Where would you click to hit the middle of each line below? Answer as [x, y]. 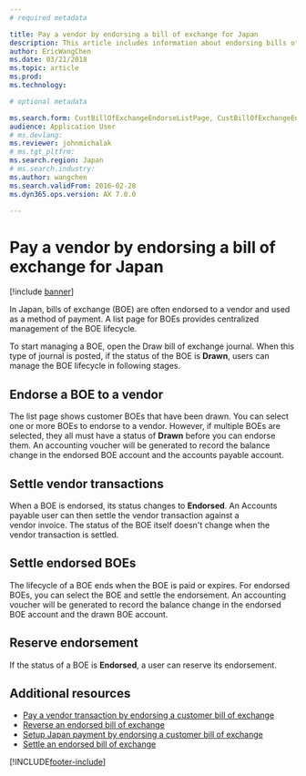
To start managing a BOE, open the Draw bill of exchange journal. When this [152, 346]
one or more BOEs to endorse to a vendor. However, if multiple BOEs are [145, 426]
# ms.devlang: [36, 135]
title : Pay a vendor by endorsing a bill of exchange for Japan [134, 34]
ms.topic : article [44, 68]
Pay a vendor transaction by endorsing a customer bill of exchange [148, 715]
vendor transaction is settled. [64, 535]
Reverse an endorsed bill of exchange [94, 725]
